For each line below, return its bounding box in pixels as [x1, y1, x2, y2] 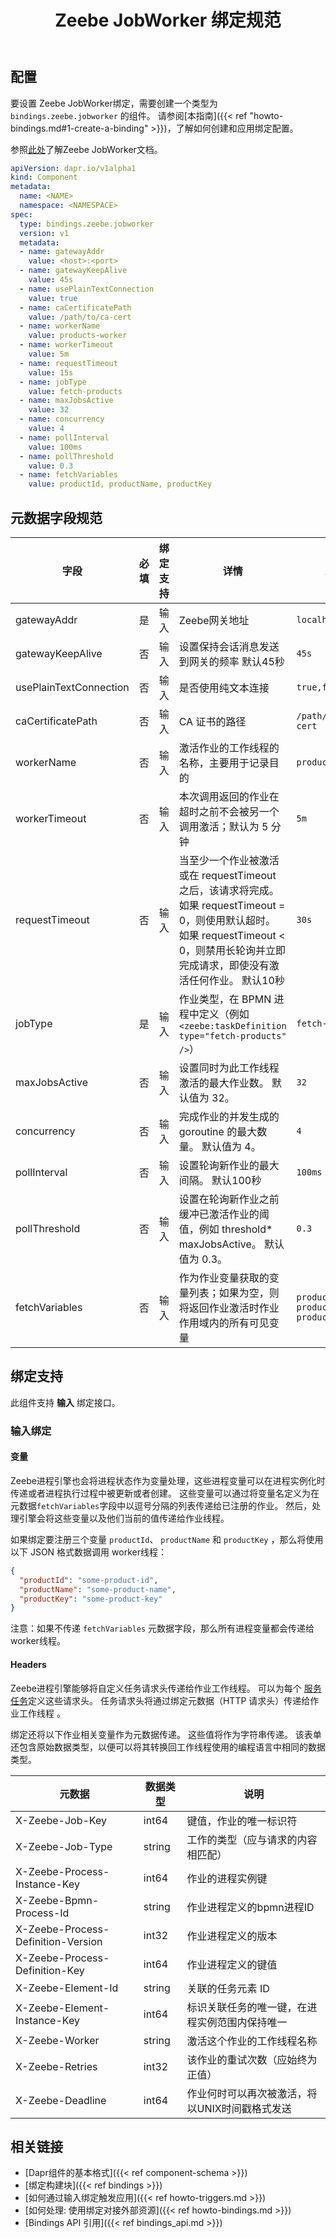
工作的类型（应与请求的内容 [186, 1832, 318, 1846]
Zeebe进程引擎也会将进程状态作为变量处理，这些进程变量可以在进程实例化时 [10, 1474, 326, 1486]
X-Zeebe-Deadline [15, 2093, 107, 2107]
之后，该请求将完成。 [178, 884, 280, 898]
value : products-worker [28, 331, 128, 341]
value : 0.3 [28, 461, 74, 471]
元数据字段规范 [10, 509, 103, 526]
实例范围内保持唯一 [196, 2015, 288, 2029]
